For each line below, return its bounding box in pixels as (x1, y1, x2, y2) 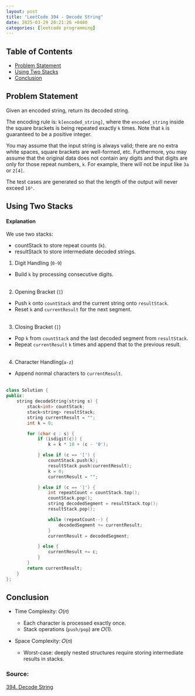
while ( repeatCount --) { (47, 516, 109, 522)
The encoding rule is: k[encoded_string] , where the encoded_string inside (6, 118, 184, 125)
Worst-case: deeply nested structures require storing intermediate (23, 649, 183, 656)
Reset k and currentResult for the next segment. (14, 306, 132, 313)
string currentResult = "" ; (27, 415, 95, 421)
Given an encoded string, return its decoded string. (6, 106, 130, 114)
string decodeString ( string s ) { (16, 398, 98, 404)
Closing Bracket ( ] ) (14, 323, 61, 330)
